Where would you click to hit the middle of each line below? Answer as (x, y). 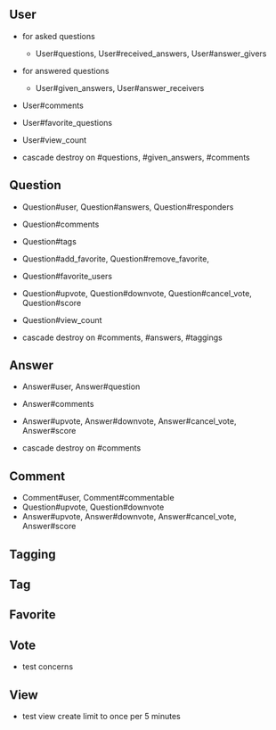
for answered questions (65, 71)
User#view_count (54, 140)
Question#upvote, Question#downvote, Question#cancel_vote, (137, 293)
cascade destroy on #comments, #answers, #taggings (122, 337)
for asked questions (58, 36)
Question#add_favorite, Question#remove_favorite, (116, 259)
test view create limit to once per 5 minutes (101, 717)
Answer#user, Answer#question (81, 386)
